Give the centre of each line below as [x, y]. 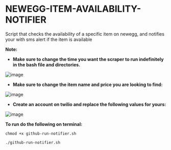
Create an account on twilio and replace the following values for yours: [89, 104]
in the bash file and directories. [46, 65]
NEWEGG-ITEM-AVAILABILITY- [73, 9]
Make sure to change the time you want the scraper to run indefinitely [88, 59]
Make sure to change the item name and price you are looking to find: [88, 84]
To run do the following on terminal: [44, 124]
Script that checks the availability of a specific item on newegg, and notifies [85, 34]
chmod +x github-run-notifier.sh [41, 134]
